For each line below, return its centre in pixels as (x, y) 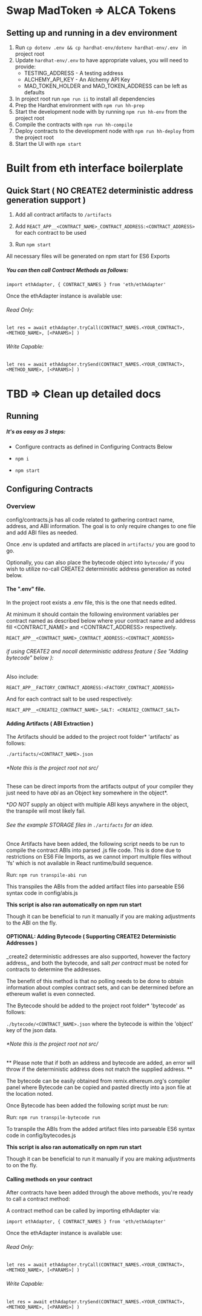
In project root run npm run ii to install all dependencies (85, 99)
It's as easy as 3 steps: (36, 431)
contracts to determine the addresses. (54, 969)
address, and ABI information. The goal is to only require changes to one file (101, 526)
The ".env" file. (26, 589)
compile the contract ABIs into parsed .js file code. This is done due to (94, 850)
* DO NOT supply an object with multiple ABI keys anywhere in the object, (98, 805)
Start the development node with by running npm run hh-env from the (101, 112)
